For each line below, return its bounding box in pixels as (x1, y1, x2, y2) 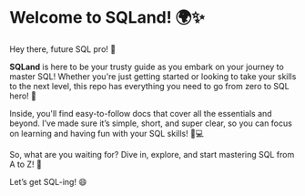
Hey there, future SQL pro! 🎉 (9, 43, 117, 55)
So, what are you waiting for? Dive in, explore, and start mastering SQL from (9, 149, 295, 160)
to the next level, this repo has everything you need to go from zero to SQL (9, 80, 290, 91)
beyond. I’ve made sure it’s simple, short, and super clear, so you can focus (9, 118, 293, 129)
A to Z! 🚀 (9, 159, 43, 170)
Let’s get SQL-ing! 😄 (9, 176, 87, 187)
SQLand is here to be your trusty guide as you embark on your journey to (9, 61, 284, 72)
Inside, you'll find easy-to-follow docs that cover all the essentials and (9, 108, 272, 119)
